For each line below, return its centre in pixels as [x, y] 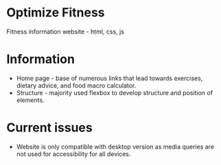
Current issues [50, 128]
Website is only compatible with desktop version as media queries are [115, 147]
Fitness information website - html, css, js [66, 31]
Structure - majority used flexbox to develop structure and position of [115, 92]
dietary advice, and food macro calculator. [76, 85]
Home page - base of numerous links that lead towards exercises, [109, 78]
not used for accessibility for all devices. [73, 154]
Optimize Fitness [56, 13]
